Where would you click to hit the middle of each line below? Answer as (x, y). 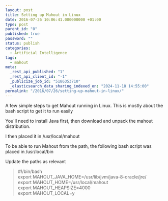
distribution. (18, 126)
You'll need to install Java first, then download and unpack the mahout (79, 121)
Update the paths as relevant (36, 161)
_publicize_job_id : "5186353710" (45, 81)
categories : (18, 48)
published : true (22, 34)
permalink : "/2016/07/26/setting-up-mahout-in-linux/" (65, 91)
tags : (11, 58)
